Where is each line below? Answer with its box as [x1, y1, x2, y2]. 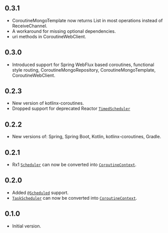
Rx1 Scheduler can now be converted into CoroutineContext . [12, 161, 137, 168]
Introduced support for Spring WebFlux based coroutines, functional [12, 62, 154, 68]
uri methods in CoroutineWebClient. [12, 33, 86, 39]
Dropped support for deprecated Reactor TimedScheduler [12, 105, 131, 111]
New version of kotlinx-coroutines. [12, 100, 84, 106]
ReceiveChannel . [12, 23, 47, 29]
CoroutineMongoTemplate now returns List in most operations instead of [12, 17, 163, 23]
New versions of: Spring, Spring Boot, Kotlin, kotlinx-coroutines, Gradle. [12, 134, 161, 140]
